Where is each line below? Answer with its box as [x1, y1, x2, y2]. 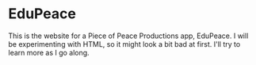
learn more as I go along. [8, 48, 90, 57]
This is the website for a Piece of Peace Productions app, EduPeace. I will [8, 31, 249, 40]
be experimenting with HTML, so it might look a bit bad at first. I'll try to [8, 39, 241, 48]
